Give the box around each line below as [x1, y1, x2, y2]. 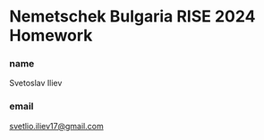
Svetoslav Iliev [9, 78, 63, 89]
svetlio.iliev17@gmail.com [9, 120, 105, 131]
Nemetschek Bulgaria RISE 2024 [9, 6, 256, 27]
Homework [9, 25, 93, 46]
